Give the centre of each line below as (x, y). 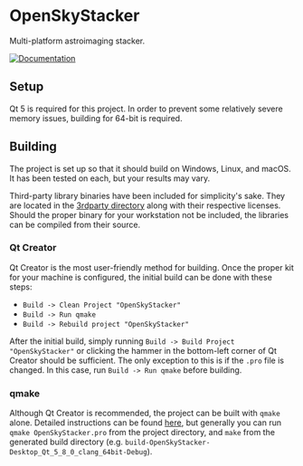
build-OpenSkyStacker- (168, 443)
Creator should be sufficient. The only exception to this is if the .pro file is (147, 360)
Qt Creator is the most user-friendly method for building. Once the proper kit (151, 267)
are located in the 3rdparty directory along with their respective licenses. (145, 205)
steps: (21, 287)
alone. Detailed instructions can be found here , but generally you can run (146, 423)
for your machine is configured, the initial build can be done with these (141, 277)
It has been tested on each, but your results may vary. (110, 178)
